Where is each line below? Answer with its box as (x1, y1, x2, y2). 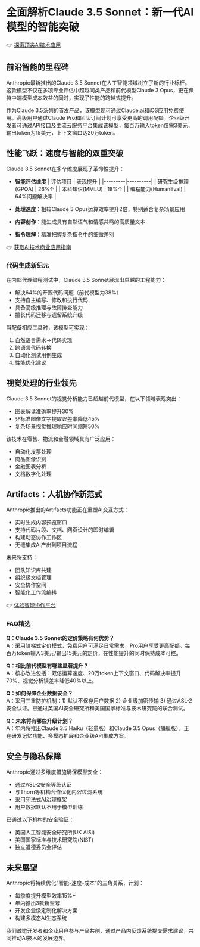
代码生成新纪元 (6, 262, 49, 270)
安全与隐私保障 (6, 752, 61, 762)
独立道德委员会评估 (14, 843, 62, 850)
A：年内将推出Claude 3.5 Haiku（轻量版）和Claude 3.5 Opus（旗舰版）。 (6, 725, 184, 732)
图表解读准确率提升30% (14, 408, 74, 415)
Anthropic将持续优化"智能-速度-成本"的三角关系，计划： (6, 880, 145, 887)
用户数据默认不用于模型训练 (14, 803, 83, 811)
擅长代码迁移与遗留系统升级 (14, 311, 83, 318)
